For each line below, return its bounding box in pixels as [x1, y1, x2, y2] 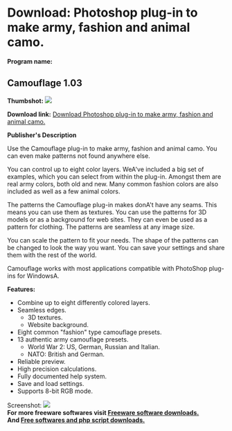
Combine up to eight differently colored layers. [17, 298, 150, 306]
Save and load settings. [17, 379, 84, 387]
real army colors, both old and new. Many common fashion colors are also [7, 179, 219, 188]
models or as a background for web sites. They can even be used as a [7, 215, 208, 223]
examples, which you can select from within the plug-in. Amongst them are [7, 172, 222, 181]
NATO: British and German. [27, 350, 105, 358]
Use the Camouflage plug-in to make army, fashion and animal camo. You [7, 144, 217, 152]
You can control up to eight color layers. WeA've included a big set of [7, 165, 204, 173]
